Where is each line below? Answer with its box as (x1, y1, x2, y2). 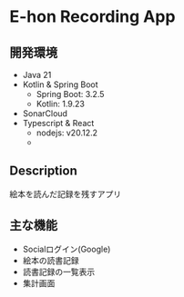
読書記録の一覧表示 (22, 266, 96, 277)
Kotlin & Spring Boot (22, 79, 98, 90)
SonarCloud (22, 108, 68, 119)
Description (9, 163, 77, 179)
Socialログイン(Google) (22, 243, 111, 254)
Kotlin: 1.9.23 (36, 98, 85, 109)
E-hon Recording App (9, 6, 176, 27)
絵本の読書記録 (22, 254, 79, 265)
